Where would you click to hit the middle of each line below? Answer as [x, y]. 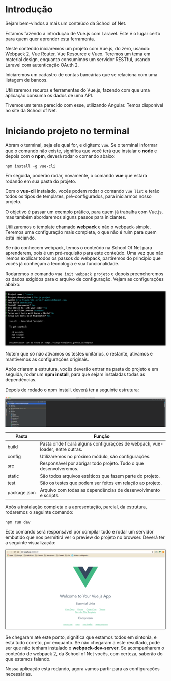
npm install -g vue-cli [31, 166]
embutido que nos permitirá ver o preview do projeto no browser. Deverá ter [85, 537]
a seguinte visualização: [31, 543]
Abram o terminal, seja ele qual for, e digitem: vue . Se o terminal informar [81, 145]
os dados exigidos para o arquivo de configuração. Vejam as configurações [84, 279]
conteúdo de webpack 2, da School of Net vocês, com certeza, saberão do [84, 653]
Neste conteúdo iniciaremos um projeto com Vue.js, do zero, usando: [78, 48]
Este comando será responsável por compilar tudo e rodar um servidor [79, 532]
